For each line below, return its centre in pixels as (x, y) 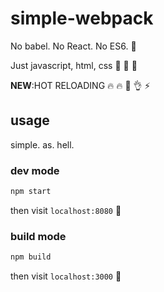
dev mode (35, 170)
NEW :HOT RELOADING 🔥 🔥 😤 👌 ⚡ (80, 85)
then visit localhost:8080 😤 (66, 210)
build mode (38, 236)
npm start (31, 192)
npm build (31, 257)
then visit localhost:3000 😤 (66, 276)
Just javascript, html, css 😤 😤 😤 (74, 65)
